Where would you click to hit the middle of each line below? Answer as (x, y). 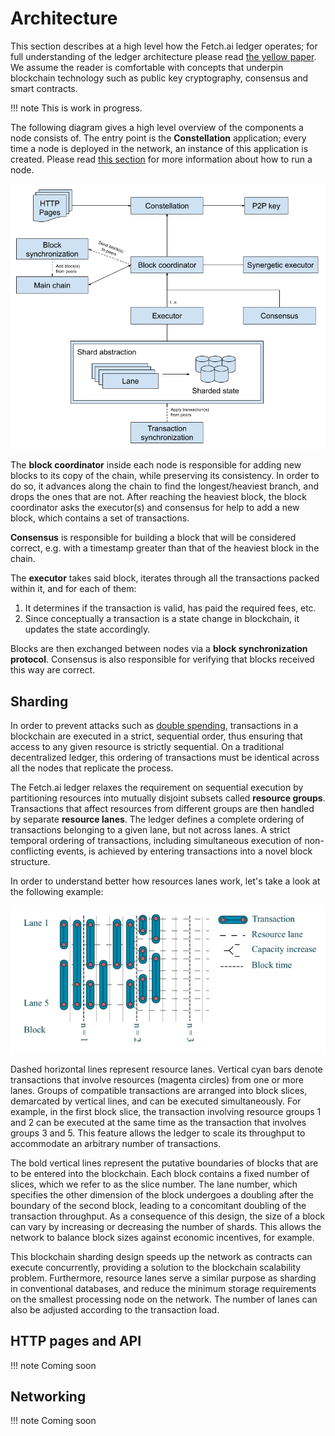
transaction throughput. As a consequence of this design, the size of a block (168, 1216)
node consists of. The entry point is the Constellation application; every (158, 138)
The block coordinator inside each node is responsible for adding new (156, 465)
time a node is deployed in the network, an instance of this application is (159, 148)
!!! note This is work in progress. (76, 108)
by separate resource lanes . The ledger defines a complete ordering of (157, 819)
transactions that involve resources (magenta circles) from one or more (157, 1079)
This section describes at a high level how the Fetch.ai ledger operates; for (164, 46)
